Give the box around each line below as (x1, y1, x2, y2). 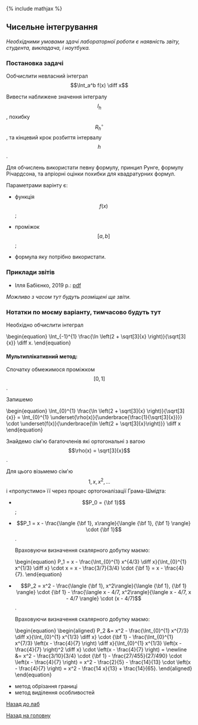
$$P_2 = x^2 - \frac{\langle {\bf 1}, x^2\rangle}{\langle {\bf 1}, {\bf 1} (20, 582, 187, 589)
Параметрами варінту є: (6, 182, 68, 189)
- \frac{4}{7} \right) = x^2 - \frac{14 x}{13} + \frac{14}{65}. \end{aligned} (14, 665, 193, 672)
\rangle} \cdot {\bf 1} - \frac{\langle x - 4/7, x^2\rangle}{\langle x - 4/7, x (16, 588, 191, 595)
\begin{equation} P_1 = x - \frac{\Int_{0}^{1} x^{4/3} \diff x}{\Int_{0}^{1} (14, 558, 187, 565)
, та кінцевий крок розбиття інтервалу (6, 134, 102, 141)
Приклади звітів (6, 268, 55, 276)
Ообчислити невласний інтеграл (6, 72, 89, 79)
